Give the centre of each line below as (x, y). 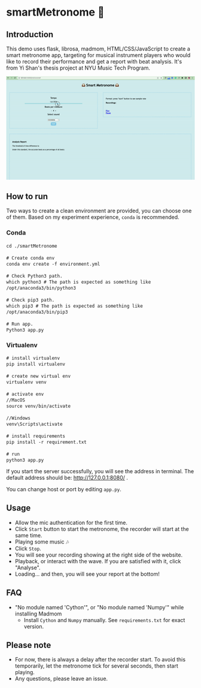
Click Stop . (28, 548)
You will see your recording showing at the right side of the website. (99, 555)
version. (34, 626)
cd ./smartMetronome (32, 246)
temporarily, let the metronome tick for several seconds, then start (96, 666)
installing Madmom (38, 614)
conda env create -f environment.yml (53, 264)
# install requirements (36, 436)
